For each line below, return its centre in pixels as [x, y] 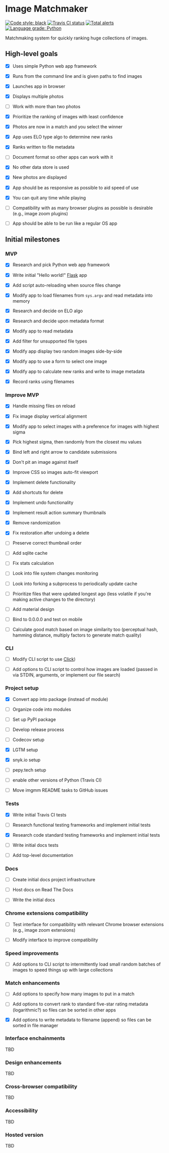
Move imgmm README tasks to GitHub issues [60, 790]
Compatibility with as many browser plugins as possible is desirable [83, 208]
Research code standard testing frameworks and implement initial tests [86, 835]
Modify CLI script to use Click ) [44, 659]
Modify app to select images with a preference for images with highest [86, 426]
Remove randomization [36, 523]
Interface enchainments [35, 1038]
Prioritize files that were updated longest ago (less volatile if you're [82, 594]
